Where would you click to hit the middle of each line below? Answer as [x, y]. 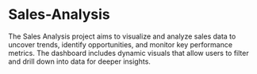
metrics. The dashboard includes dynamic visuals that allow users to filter [128, 53]
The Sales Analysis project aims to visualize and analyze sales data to [122, 36]
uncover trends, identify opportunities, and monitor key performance [120, 44]
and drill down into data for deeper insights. [79, 61]
